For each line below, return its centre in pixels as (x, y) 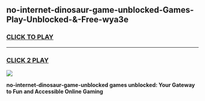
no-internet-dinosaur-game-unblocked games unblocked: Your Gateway (101, 84)
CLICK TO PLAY (30, 37)
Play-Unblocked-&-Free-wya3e (67, 20)
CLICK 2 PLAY (27, 60)
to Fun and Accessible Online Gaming (55, 91)
